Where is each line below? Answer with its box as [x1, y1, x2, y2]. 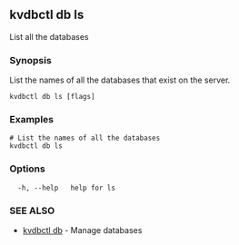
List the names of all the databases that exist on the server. [9, 74, 231, 85]
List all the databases [9, 31, 89, 42]
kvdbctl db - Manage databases [22, 225, 143, 235]
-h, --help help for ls [17, 183, 116, 192]
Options [9, 162, 45, 175]
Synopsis [9, 54, 52, 66]
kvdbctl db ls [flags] [9, 93, 95, 102]
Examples [9, 113, 55, 126]
